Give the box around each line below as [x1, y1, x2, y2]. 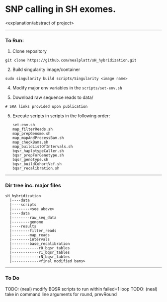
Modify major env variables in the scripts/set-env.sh [12, 85, 123, 91]
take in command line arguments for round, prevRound [5, 291, 117, 297]
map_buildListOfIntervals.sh [12, 144, 73, 150]
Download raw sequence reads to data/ [12, 94, 93, 100]
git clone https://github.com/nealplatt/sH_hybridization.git [5, 58, 137, 63]
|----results [9, 224, 37, 229]
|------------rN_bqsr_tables [9, 254, 70, 259]
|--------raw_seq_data [9, 215, 57, 220]
